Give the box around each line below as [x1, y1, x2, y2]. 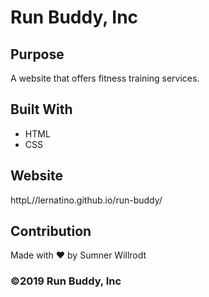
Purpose [10, 46, 65, 63]
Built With [10, 101, 73, 118]
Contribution [10, 223, 92, 240]
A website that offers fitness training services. [10, 72, 200, 84]
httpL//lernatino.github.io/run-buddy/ [10, 194, 163, 206]
